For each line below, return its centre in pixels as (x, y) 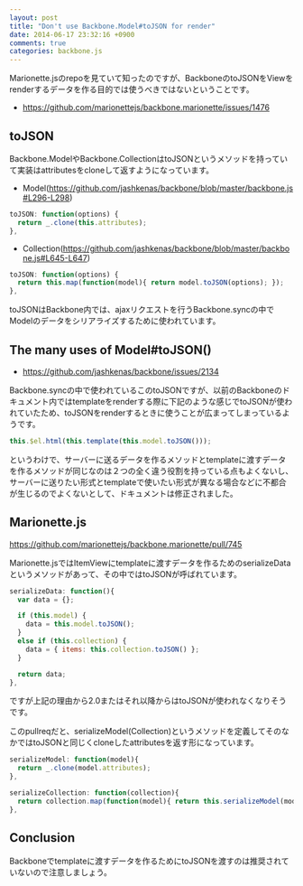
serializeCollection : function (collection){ (94, 793)
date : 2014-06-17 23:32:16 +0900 (72, 34)
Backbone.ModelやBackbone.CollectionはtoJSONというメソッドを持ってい (149, 158)
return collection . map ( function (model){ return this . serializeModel (149, 801)
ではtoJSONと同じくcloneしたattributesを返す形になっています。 (138, 742)
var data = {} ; (46, 600)
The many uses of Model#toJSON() (110, 350)
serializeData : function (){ (62, 591)
